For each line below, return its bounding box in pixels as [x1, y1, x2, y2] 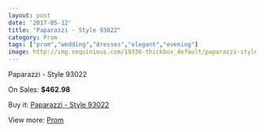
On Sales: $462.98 [8, 85, 71, 94]
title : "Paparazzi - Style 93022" [8, 26, 122, 34]
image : [8, 48, 30, 56]
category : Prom [8, 33, 58, 42]
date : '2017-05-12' [8, 19, 72, 27]
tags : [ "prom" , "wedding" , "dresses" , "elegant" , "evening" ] [8, 41, 199, 49]
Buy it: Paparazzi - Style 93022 [8, 100, 110, 109]
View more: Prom [8, 115, 64, 124]
